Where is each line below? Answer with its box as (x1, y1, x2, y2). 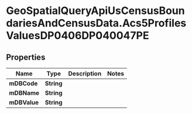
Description (68, 70, 102, 77)
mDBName (9, 89, 40, 97)
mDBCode (9, 80, 38, 87)
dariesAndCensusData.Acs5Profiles (6, 16, 187, 30)
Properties (6, 52, 46, 62)
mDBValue (9, 98, 39, 106)
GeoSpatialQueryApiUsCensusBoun (6, 4, 186, 18)
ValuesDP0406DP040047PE (6, 29, 149, 42)
